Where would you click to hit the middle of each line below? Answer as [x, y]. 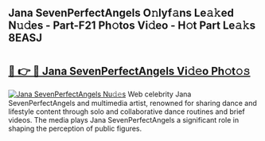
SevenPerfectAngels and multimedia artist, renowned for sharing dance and [132, 103]
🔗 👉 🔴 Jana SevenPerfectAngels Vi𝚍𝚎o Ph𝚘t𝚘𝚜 [129, 71]
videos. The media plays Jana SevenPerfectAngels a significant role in [124, 120]
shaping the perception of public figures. [75, 128]
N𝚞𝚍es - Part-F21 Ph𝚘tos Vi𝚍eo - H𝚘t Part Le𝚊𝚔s [132, 26]
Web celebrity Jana [160, 94]
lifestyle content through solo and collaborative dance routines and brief [127, 112]
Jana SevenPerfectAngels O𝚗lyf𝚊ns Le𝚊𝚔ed [121, 13]
